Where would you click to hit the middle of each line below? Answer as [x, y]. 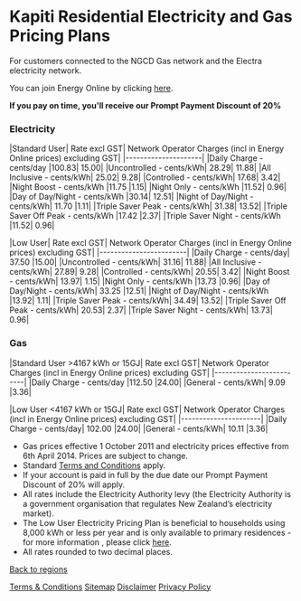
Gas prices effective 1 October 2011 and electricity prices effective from [155, 446]
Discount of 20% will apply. [74, 484]
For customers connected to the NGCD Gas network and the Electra [136, 61]
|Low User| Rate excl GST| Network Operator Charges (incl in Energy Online [150, 243]
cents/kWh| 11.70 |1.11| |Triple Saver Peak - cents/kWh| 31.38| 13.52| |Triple [148, 206]
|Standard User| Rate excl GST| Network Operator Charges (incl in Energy [147, 149]
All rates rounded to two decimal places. [98, 551]
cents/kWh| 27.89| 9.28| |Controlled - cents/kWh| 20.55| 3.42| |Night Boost [150, 272]
